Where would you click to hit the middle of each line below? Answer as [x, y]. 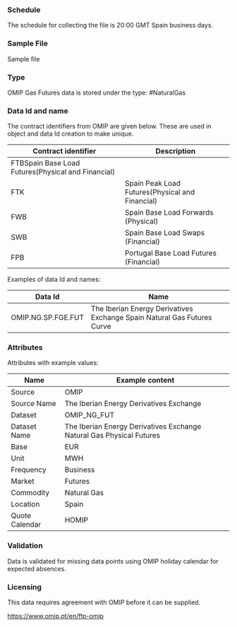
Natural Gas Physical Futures [113, 436]
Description [176, 151]
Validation [25, 546]
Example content [145, 381]
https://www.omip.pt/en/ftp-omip [56, 616]
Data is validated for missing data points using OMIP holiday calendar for [113, 561]
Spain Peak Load [153, 184]
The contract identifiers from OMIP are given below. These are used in [109, 126]
